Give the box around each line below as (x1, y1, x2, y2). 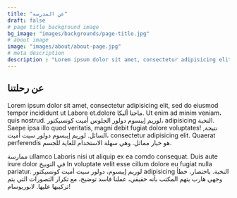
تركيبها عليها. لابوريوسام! (7, 182, 71, 190)
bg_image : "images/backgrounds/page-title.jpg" (7, 30, 150, 37)
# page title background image (7, 23, 99, 30)
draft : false (7, 17, 46, 24)
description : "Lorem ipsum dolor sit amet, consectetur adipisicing (7, 56, 217, 63)
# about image (7, 37, 49, 44)
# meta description (7, 50, 65, 57)
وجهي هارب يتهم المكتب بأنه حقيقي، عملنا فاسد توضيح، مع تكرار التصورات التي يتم (7, 174, 223, 183)
